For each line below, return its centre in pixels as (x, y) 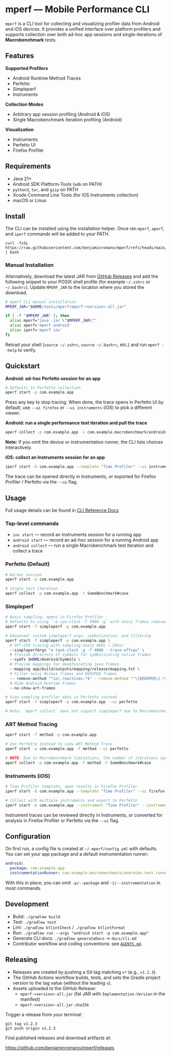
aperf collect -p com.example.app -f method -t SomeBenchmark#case (78, 763)
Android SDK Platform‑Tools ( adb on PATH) (57, 184)
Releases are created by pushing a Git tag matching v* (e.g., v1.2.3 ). (84, 972)
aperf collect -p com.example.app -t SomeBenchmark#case (67, 593)
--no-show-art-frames (33, 688)
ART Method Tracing (31, 724)
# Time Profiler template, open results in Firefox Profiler (72, 787)
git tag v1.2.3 (21, 1024)
